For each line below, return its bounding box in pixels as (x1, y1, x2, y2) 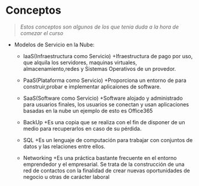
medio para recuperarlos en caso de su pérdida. (23, 125, 142, 132)
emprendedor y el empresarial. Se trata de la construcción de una (23, 160, 185, 168)
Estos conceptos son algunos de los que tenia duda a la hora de (20, 23, 179, 30)
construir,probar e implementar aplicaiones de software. (23, 83, 161, 90)
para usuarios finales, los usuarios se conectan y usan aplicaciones (23, 100, 189, 108)
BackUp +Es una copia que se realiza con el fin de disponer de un (23, 118, 185, 125)
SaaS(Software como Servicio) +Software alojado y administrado (23, 94, 183, 102)
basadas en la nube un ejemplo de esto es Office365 (23, 107, 153, 114)
